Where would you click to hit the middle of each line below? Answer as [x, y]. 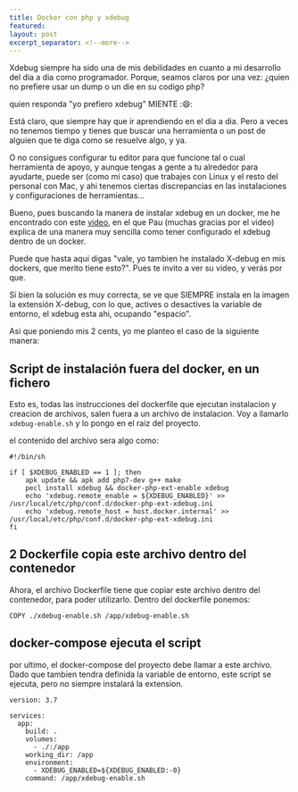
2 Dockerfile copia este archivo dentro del [128, 554]
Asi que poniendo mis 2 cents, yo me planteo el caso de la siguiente [134, 331]
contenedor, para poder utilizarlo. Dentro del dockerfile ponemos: [130, 599]
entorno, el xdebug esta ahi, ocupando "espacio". [100, 314]
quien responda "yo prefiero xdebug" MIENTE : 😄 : [101, 104]
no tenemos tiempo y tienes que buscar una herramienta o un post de [137, 131]
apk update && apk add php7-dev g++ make [103, 480]
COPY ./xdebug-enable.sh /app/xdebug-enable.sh [99, 616]
